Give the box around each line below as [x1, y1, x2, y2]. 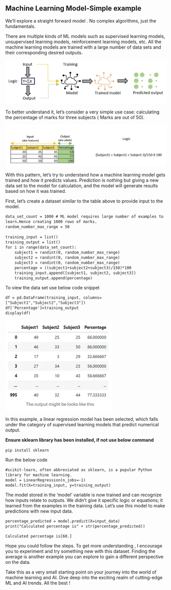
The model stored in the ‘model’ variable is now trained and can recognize [5, 491, 162, 498]
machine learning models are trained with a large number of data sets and [5, 44, 161, 50]
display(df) [5, 310, 31, 316]
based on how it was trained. [5, 188, 67, 194]
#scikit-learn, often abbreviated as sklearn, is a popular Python [5, 467, 153, 473]
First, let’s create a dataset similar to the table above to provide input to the [5, 198, 163, 204]
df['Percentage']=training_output [5, 305, 79, 310]
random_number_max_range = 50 [5, 224, 70, 229]
